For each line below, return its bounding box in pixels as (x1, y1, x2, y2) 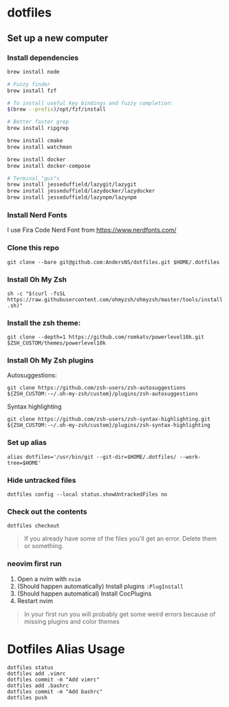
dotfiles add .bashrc (7, 682, 69, 689)
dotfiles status (7, 664, 54, 671)
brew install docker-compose (7, 162, 91, 169)
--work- (179, 453, 201, 460)
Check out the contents (7, 507, 87, 516)
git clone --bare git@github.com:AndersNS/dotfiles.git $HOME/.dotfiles (7, 259, 220, 265)
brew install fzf (7, 87, 57, 94)
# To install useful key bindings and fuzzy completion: (7, 100, 174, 107)
